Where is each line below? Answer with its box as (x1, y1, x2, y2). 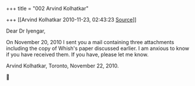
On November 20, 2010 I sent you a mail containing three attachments (6, 39, 175, 45)
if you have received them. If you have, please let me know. (6, 51, 149, 58)
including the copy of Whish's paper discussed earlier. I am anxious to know (6, 45, 190, 52)
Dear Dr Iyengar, (6, 27, 46, 34)
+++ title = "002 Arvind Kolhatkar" (6, 5, 89, 12)
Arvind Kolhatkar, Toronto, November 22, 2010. (6, 62, 119, 69)
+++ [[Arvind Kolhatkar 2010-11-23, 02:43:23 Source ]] (6, 16, 137, 23)
